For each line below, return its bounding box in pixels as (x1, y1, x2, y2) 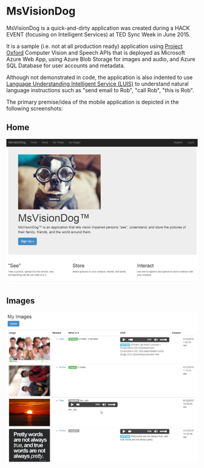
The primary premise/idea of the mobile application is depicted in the (6, 98, 179, 106)
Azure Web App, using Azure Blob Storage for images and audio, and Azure (6, 55, 195, 63)
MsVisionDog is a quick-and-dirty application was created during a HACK (6, 24, 190, 32)
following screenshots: (6, 104, 63, 112)
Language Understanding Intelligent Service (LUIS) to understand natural (6, 80, 189, 87)
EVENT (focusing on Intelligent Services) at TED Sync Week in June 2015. (6, 30, 191, 38)
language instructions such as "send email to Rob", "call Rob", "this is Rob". (6, 86, 194, 93)
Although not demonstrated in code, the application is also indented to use (6, 73, 193, 81)
